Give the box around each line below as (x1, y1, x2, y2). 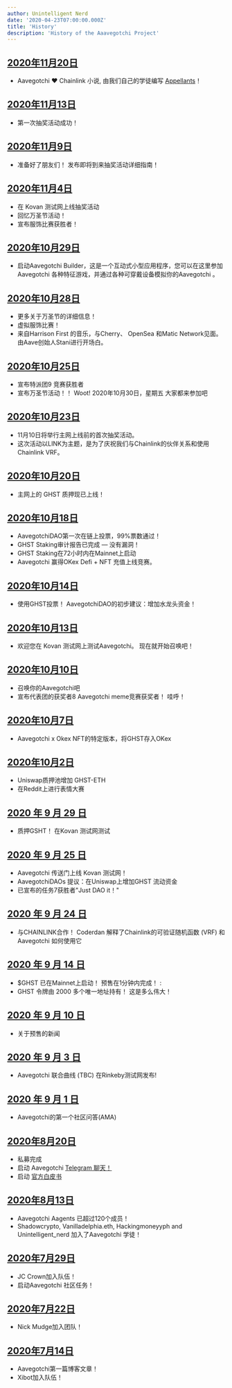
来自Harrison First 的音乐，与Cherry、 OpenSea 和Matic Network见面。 (17, 330, 223, 338)
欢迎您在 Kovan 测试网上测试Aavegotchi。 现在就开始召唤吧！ (17, 642, 194, 650)
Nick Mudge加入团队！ (17, 1323, 83, 1331)
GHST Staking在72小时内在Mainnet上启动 (17, 549, 136, 558)
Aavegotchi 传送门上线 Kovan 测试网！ (17, 869, 127, 877)
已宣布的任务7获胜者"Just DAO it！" (17, 886, 120, 895)
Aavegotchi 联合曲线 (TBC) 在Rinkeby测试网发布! (17, 1071, 157, 1080)
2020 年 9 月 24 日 (7, 908, 87, 920)
